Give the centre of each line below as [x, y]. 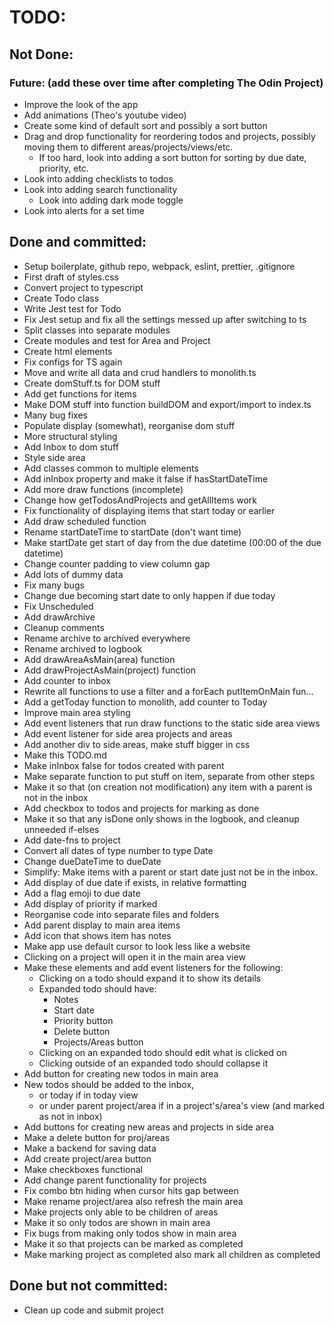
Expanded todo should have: [97, 988]
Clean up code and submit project [93, 1310]
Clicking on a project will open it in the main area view [134, 957]
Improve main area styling [77, 712]
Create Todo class [61, 298]
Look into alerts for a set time [84, 210]
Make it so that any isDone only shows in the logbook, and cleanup [161, 818]
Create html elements [68, 351]
